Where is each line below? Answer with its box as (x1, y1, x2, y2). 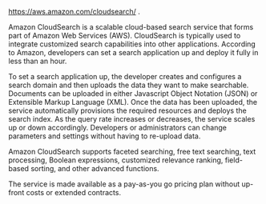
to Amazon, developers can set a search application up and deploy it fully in (8, 48, 259, 57)
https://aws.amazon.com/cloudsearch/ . (8, 7, 140, 16)
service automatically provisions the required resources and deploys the (8, 106, 247, 115)
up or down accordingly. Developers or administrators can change (8, 123, 227, 132)
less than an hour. (8, 56, 67, 66)
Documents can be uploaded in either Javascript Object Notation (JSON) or (8, 89, 258, 98)
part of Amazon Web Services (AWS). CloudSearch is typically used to (8, 31, 241, 40)
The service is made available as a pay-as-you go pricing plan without (8, 179, 240, 189)
